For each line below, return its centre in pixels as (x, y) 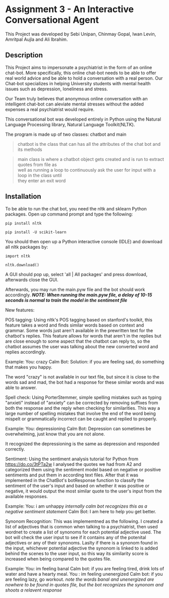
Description (24, 55)
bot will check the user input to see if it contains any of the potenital (76, 537)
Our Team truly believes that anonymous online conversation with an (76, 98)
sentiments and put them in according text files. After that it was (72, 475)
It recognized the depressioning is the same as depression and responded (82, 444)
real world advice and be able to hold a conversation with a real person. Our (84, 78)
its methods (30, 149)
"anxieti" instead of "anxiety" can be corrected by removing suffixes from (82, 403)
